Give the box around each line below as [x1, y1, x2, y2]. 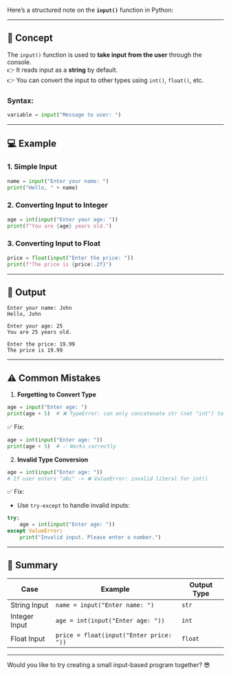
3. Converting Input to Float [7, 239, 101, 248]
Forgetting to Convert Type [16, 390, 96, 399]
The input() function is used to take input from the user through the [7, 50, 202, 59]
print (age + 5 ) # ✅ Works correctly [7, 443, 117, 450]
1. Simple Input [7, 162, 57, 172]
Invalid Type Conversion [16, 455, 89, 464]
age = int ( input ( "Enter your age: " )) [7, 216, 118, 223]
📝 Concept [7, 32, 54, 44]
